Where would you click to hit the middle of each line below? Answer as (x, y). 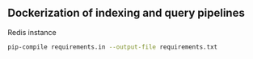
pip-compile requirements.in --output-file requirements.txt (113, 47)
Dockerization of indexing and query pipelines (126, 13)
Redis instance (32, 32)
